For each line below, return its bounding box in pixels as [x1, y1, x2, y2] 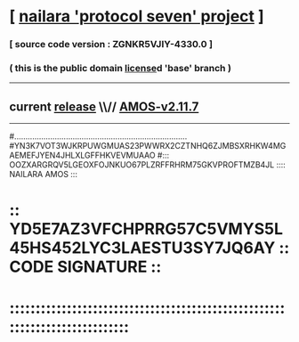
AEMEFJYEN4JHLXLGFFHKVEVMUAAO [9, 150, 156, 161]
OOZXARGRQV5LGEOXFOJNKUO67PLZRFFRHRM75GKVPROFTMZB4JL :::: [9, 159, 287, 170]
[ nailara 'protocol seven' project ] [9, 6, 264, 27]
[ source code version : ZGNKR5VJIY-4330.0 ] [9, 38, 214, 51]
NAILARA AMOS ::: [9, 169, 78, 180]
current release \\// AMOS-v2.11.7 [9, 99, 199, 114]
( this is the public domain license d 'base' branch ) [9, 62, 231, 75]
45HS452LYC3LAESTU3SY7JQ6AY [9, 238, 276, 258]
